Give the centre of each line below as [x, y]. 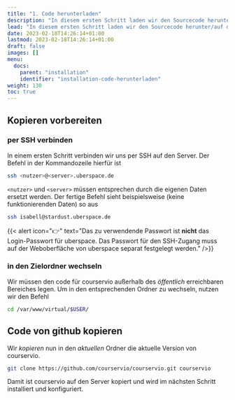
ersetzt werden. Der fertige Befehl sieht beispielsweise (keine [96, 196]
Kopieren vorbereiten [55, 120]
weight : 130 [24, 85]
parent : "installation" [55, 72]
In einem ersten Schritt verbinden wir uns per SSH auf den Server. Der [108, 156]
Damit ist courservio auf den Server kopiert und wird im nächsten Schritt [112, 382]
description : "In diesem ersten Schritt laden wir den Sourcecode [106, 20]
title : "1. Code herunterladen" [54, 14]
